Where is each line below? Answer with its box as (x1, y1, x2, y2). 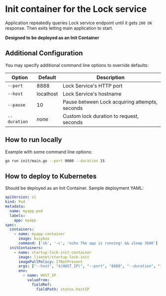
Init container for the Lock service (5, 3, 147, 15)
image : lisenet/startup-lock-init (18, 254, 90, 259)
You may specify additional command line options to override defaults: (5, 62, 149, 68)
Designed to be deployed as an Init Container (5, 35, 100, 41)
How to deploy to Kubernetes (5, 172, 97, 180)
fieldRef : (31, 282, 52, 287)
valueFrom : (27, 278, 50, 283)
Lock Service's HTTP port (62, 82, 123, 89)
